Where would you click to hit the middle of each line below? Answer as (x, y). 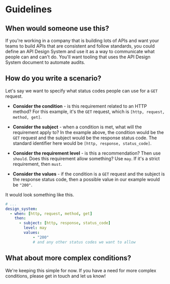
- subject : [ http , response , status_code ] (65, 223)
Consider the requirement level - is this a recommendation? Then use (87, 153)
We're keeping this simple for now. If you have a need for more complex (81, 270)
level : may (35, 228)
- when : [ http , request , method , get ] (51, 213)
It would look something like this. (40, 194)
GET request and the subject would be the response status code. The (85, 138)
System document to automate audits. (45, 62)
